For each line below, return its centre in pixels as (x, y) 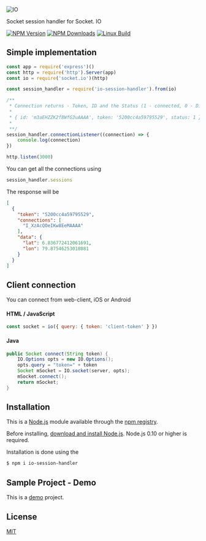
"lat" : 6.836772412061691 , (57, 243)
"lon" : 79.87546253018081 (55, 249)
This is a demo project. (35, 497)
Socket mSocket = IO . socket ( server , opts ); (74, 371)
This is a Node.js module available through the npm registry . (82, 422)
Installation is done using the (43, 452)
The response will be (33, 192)
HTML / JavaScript (31, 314)
